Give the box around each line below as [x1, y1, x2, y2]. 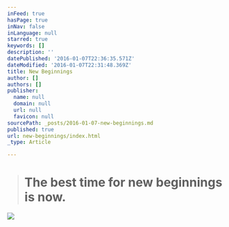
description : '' [7, 49, 54, 56]
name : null [13, 94, 45, 101]
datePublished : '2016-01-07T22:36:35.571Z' [7, 55, 135, 62]
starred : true [7, 36, 49, 43]
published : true [7, 126, 54, 133]
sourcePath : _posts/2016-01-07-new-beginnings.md [7, 119, 154, 127]
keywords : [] [7, 42, 45, 49]
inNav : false [7, 23, 45, 30]
